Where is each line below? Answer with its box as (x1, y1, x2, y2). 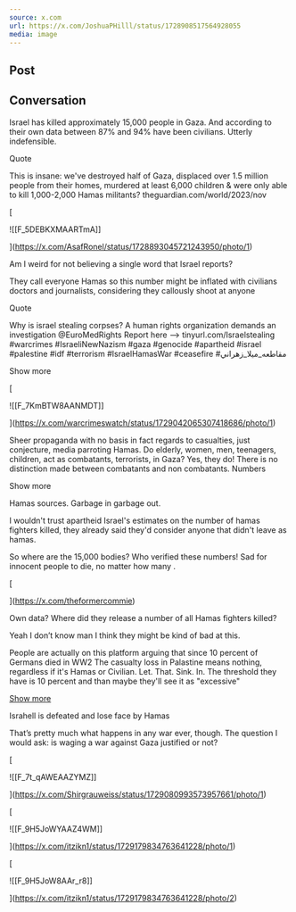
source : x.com (9, 12, 62, 22)
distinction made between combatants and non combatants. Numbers (9, 463, 266, 474)
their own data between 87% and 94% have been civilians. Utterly (9, 126, 252, 137)
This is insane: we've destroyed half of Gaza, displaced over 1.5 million (9, 170, 269, 181)
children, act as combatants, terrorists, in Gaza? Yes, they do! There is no (9, 453, 278, 464)
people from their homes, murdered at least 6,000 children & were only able (9, 179, 288, 190)
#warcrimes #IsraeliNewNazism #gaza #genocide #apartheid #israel (9, 338, 262, 349)
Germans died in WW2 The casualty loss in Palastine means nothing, (9, 657, 263, 667)
